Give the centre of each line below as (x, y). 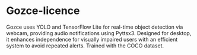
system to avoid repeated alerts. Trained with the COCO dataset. (85, 46)
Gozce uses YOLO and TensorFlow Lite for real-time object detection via (95, 27)
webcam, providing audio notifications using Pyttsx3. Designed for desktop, (99, 33)
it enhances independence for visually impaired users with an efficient (92, 39)
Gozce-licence (43, 11)
